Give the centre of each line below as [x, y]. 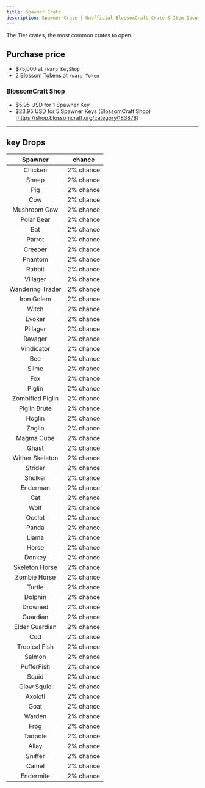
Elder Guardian [35, 627]
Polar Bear [35, 219]
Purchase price [36, 54]
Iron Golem [35, 299]
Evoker [35, 319]
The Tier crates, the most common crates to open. [70, 35]
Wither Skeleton [35, 458]
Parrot [35, 240]
